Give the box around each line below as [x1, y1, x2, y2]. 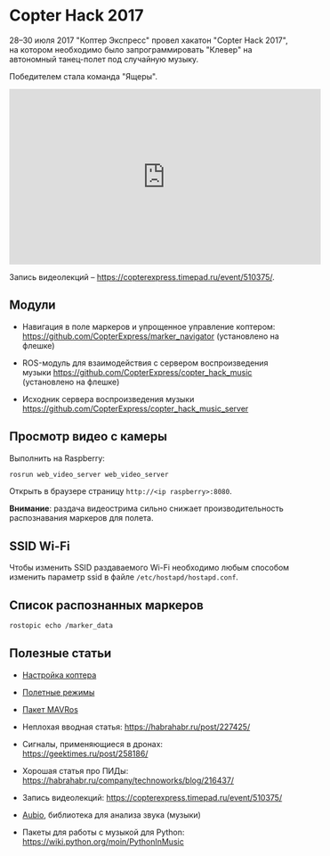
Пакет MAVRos [21, 704, 78, 714]
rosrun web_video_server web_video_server [9, 470, 169, 479]
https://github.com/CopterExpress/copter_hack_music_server [21, 403, 249, 414]
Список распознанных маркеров [9, 597, 204, 613]
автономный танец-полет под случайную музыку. [9, 53, 199, 64]
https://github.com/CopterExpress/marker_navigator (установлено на [21, 331, 280, 342]
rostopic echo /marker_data [9, 621, 114, 630]
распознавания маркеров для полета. [9, 513, 154, 523]
